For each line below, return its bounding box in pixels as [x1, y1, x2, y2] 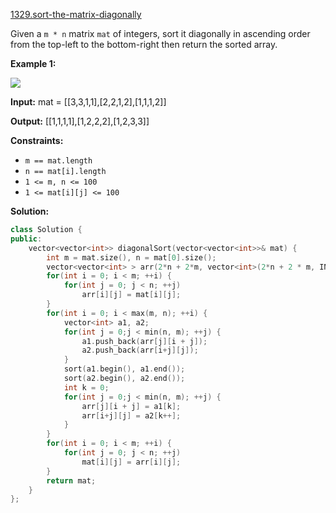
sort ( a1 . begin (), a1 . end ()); [63, 364, 186, 374]
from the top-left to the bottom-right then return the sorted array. [10, 39, 278, 50]
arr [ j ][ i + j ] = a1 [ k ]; [81, 401, 182, 411]
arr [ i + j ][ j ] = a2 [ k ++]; [81, 410, 182, 421]
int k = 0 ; [63, 382, 110, 393]
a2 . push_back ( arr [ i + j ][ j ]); [81, 345, 199, 356]
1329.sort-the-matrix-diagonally [10, 9, 142, 20]
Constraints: [10, 135, 64, 146]
